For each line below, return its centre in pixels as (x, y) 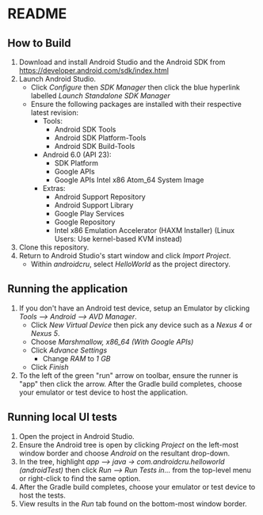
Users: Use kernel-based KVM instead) (118, 239)
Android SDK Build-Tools (95, 146)
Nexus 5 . (45, 333)
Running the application (68, 289)
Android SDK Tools (85, 129)
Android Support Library (94, 205)
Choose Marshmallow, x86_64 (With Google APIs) (112, 341)
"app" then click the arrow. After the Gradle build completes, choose (130, 383)
